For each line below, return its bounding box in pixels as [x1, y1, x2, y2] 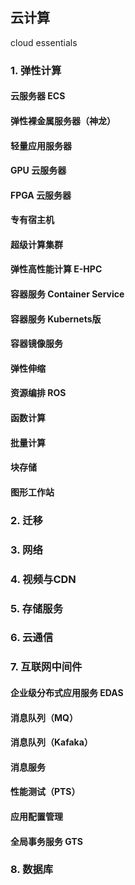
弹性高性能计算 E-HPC [10, 263, 103, 275]
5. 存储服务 [10, 601, 64, 615]
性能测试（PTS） [10, 786, 81, 798]
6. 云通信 [10, 631, 54, 645]
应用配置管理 [10, 810, 63, 822]
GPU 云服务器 [10, 164, 67, 177]
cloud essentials [10, 36, 78, 48]
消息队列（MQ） [10, 711, 78, 723]
